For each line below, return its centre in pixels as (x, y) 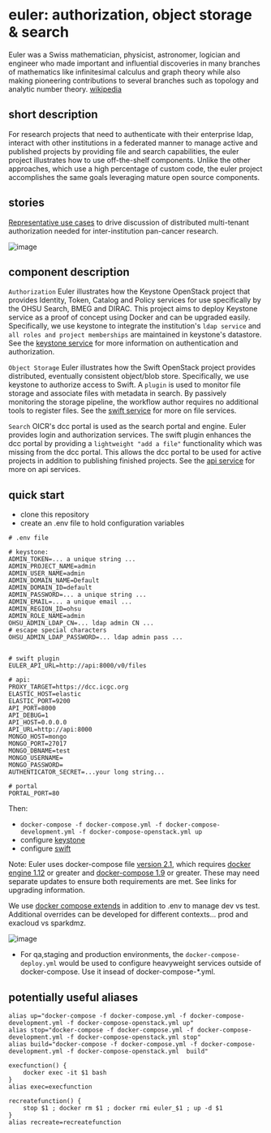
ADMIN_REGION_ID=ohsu (45, 609)
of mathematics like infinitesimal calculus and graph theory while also (125, 71)
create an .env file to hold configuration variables (102, 523)
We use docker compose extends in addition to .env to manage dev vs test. (134, 906)
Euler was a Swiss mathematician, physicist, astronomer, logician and (125, 54)
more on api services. (45, 470)
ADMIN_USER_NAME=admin (47, 573)
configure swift (45, 848)
